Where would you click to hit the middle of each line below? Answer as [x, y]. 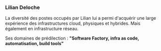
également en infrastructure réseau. [42, 29]
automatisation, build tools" [34, 44]
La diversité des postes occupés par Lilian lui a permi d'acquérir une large [80, 18]
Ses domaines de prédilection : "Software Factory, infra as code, [72, 38]
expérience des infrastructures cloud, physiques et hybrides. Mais [73, 23]
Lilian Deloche [23, 7]
